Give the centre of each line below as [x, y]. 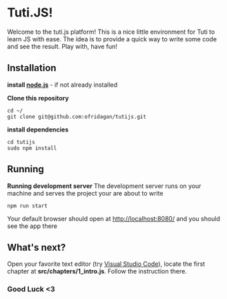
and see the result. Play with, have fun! [62, 46]
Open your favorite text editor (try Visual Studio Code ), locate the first [106, 264]
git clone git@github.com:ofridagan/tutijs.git [77, 116]
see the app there [32, 226]
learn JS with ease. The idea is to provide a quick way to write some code [112, 39]
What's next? [37, 247]
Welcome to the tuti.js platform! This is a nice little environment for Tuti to [111, 32]
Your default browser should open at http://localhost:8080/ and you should [114, 218]
